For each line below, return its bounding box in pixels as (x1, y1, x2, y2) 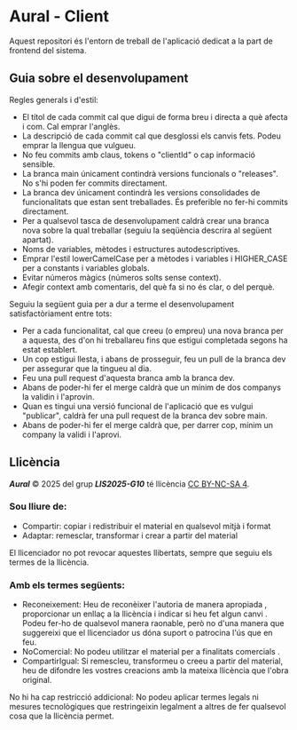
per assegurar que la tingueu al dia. (21, 362, 152, 374)
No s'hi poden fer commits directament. (21, 178, 168, 188)
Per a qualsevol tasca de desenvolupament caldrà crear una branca (21, 215, 270, 226)
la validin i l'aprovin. (21, 391, 95, 401)
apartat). (21, 234, 54, 245)
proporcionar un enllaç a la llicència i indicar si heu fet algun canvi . (21, 608, 268, 619)
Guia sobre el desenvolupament (9, 71, 189, 86)
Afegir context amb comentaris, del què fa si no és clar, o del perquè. (21, 282, 275, 292)
